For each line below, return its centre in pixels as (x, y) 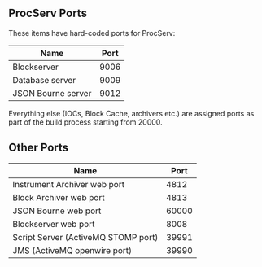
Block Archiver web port (59, 197)
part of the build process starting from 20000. (85, 122)
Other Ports (39, 148)
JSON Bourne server (52, 93)
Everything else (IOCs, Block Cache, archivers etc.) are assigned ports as (131, 113)
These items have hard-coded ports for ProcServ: (92, 33)
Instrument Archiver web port (68, 184)
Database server (44, 80)
